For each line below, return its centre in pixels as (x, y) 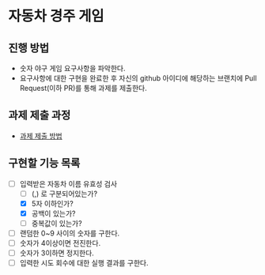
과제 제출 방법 (41, 136)
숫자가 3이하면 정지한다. (57, 253)
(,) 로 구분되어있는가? (64, 194)
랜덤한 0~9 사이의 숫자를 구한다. (70, 233)
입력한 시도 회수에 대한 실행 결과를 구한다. (84, 263)
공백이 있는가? (53, 213)
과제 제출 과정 (40, 115)
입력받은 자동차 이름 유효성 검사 (68, 183)
